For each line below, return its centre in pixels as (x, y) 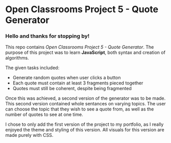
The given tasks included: (32, 68)
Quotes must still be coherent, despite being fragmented (72, 89)
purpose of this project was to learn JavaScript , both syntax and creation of (86, 52)
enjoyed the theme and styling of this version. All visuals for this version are (85, 130)
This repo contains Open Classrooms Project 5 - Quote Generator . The (80, 47)
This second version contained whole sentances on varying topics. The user (86, 104)
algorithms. (17, 58)
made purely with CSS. (29, 135)
